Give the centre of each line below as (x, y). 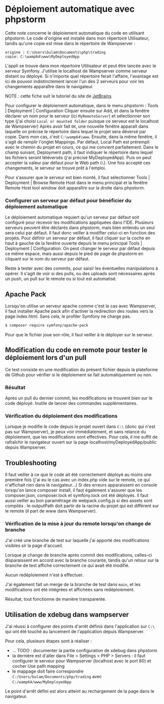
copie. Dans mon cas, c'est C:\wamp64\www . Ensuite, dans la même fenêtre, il (81, 137)
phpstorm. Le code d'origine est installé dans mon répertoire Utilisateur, (77, 38)
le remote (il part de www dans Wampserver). (51, 511)
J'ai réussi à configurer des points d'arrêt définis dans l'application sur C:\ (80, 626)
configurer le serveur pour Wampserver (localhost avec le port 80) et (82, 661)
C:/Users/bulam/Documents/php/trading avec (57, 677)
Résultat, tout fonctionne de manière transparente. (56, 599)
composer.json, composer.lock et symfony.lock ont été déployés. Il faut (77, 495)
